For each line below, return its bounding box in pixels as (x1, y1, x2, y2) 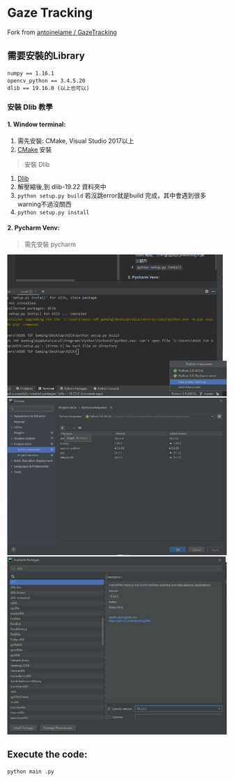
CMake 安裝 (17, 145, 52, 154)
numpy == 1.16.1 (7, 70, 54, 77)
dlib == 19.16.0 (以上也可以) (7, 84, 90, 91)
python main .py (7, 768, 54, 776)
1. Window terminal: (7, 120, 66, 128)
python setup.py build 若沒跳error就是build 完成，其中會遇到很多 (17, 191, 207, 200)
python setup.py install (17, 209, 90, 216)
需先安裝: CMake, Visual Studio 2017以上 (17, 136, 134, 145)
